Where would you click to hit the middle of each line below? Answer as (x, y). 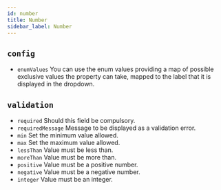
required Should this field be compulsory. (76, 121)
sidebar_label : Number (40, 26)
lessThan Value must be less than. (65, 150)
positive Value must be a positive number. (77, 164)
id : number (23, 13)
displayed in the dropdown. (56, 84)
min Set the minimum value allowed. (68, 135)
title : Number (28, 20)
